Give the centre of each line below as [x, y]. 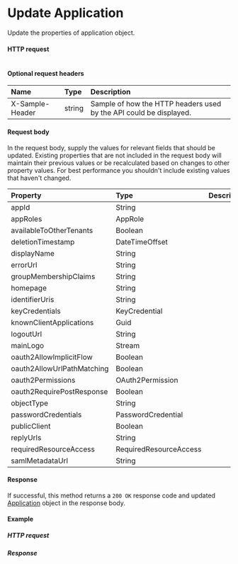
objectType [29, 403]
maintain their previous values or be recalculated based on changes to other [119, 163]
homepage [29, 288]
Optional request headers [46, 73]
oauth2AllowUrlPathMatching [60, 368]
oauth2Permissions [43, 380]
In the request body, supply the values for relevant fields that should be [112, 147]
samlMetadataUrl [40, 461]
